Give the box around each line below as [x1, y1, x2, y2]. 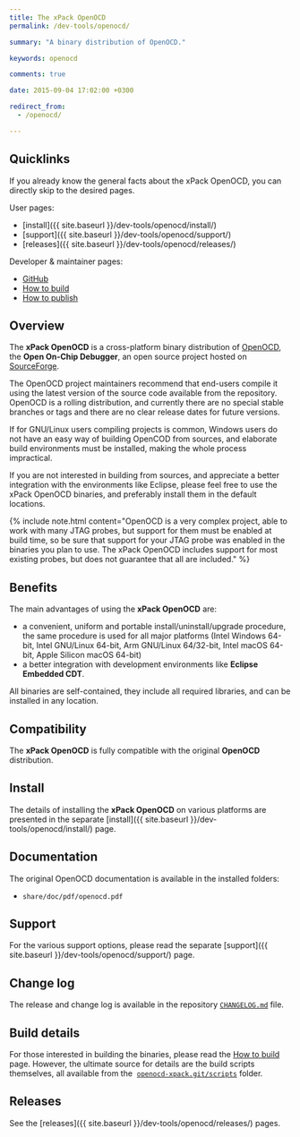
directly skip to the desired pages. [9, 184, 135, 195]
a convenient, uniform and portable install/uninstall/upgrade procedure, [21, 621, 287, 632]
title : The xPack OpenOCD [9, 13, 106, 22]
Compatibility [9, 722, 87, 737]
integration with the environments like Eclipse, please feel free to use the [9, 480, 278, 491]
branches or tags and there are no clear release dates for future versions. [9, 406, 280, 417]
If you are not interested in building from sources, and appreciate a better [9, 470, 280, 481]
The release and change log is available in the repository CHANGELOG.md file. [9, 999, 285, 1010]
